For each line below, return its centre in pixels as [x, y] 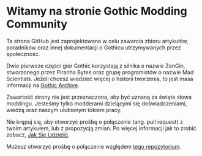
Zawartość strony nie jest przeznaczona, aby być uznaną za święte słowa [99, 97]
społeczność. [23, 54]
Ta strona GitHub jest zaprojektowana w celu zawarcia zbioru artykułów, [97, 41]
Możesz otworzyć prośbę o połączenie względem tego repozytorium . [94, 146]
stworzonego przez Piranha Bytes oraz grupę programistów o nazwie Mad [100, 72]
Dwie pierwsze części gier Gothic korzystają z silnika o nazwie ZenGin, [96, 66]
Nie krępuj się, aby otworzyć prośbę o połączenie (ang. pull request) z [95, 122]
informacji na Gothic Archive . [43, 85]
